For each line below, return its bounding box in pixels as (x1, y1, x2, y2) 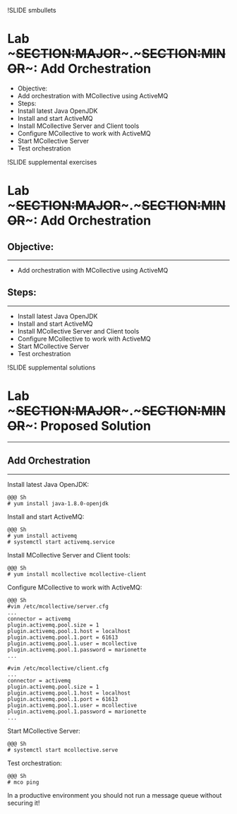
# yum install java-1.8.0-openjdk (7, 500, 109, 507)
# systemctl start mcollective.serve (7, 746, 119, 753)
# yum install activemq (7, 532, 78, 539)
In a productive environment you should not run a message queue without (7, 791, 222, 799)
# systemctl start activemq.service (7, 538, 115, 545)
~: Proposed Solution (24, 418, 152, 434)
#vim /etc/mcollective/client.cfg (7, 664, 109, 672)
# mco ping (7, 779, 39, 786)
